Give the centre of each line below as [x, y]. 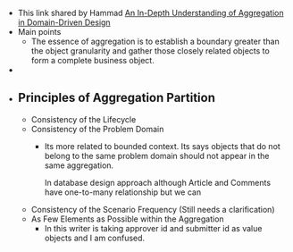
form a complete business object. [92, 60]
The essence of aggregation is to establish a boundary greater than [155, 41]
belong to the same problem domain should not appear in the [157, 155]
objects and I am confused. [95, 238]
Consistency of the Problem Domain [97, 129]
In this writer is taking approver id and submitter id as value [153, 228]
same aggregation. [79, 165]
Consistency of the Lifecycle [84, 119]
